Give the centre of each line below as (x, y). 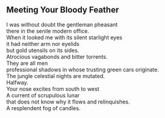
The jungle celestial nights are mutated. (56, 76)
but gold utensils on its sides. (43, 50)
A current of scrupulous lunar (43, 95)
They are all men (27, 63)
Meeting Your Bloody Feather (63, 10)
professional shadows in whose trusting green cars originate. (83, 70)
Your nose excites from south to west (53, 89)
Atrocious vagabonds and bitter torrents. (57, 56)
